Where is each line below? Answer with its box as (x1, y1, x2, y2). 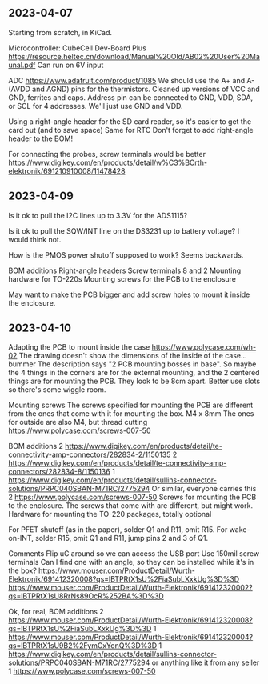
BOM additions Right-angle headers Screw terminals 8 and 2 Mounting (8, 266, 242, 275)
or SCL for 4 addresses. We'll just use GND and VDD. (8, 101, 183, 110)
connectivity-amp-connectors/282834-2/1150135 (8, 450, 171, 459)
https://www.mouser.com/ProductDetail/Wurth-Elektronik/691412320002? (8, 583, 254, 593)
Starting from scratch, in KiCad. (8, 27, 113, 37)
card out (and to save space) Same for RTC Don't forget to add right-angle (8, 125, 254, 134)
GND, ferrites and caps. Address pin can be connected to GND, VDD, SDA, (8, 92, 254, 102)
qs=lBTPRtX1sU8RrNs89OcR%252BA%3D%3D (8, 591, 164, 601)
